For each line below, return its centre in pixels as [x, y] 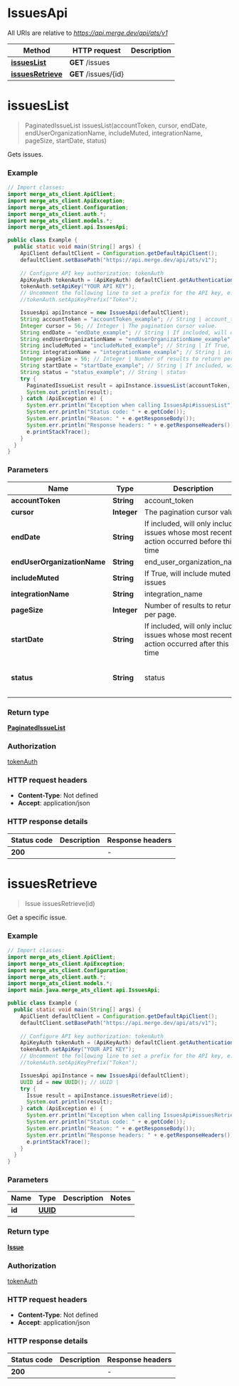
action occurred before [183, 541]
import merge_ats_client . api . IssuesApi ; [68, 227]
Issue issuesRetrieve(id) [60, 903]
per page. [161, 614]
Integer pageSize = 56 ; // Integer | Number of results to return [121, 359]
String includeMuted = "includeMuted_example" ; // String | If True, [126, 346]
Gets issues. [26, 154]
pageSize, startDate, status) [65, 140]
